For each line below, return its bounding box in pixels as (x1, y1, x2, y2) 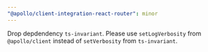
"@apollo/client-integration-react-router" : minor (7, 10, 158, 17)
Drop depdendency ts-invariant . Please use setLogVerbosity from (7, 29, 202, 37)
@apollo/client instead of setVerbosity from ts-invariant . (7, 36, 178, 45)
